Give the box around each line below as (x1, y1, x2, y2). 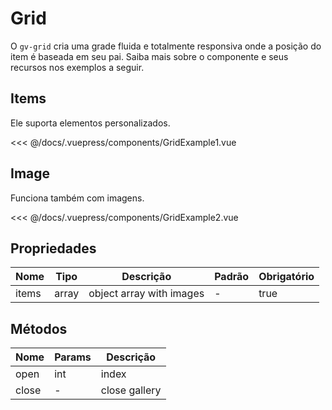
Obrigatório (258, 270, 315, 284)
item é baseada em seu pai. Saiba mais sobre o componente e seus (10, 50, 289, 62)
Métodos (10, 320, 68, 337)
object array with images (88, 287, 205, 301)
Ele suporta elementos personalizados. (10, 117, 171, 129)
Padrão (214, 270, 250, 284)
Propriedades (10, 240, 97, 257)
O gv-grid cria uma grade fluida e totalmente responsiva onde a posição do (10, 40, 322, 52)
